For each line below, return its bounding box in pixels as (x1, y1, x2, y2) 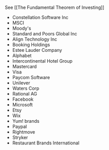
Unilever (12, 80, 30, 86)
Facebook (12, 96, 34, 102)
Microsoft (12, 102, 33, 107)
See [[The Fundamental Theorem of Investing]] (5, 5, 104, 10)
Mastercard (12, 64, 37, 69)
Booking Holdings (12, 42, 50, 48)
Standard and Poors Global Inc (12, 31, 78, 36)
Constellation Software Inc (12, 14, 69, 20)
